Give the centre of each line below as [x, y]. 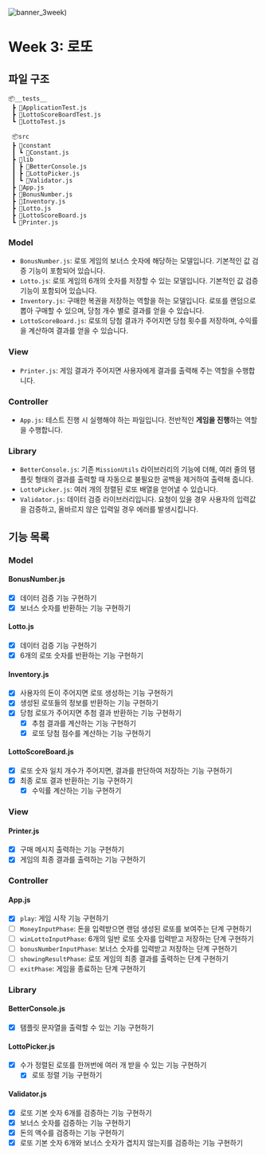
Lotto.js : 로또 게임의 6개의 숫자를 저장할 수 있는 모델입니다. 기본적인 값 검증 [139, 281]
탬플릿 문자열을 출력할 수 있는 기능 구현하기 [87, 1027]
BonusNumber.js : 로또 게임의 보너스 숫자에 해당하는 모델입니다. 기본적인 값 [135, 261]
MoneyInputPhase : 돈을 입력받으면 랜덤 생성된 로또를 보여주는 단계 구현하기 [136, 928]
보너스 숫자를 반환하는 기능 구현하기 [75, 607]
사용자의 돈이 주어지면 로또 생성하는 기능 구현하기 [96, 693]
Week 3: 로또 [51, 47]
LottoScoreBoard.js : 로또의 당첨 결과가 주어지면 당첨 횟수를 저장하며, [128, 321]
